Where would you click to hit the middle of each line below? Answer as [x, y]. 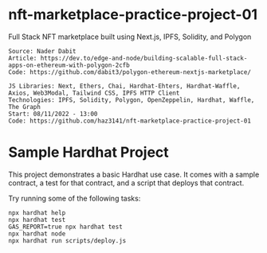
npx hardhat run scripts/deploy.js [67, 240]
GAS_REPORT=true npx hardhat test [66, 227]
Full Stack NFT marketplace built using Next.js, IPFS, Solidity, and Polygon [130, 37]
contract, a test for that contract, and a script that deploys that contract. [126, 183]
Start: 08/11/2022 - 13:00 [53, 114]
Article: [23, 58]
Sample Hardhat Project [88, 152]
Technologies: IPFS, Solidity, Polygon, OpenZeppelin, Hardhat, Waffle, [132, 100]
